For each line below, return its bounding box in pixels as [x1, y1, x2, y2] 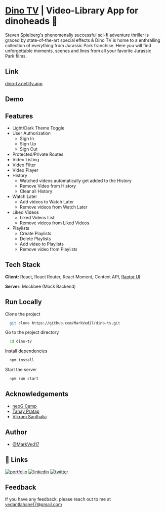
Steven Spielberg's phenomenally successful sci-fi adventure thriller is [5, 32, 149, 38]
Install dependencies [5, 348, 48, 354]
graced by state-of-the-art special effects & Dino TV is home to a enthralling [5, 37, 161, 43]
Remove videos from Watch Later [19, 204, 88, 210]
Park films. [5, 53, 27, 59]
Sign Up [19, 140, 36, 146]
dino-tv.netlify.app [5, 80, 43, 86]
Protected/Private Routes [12, 151, 64, 157]
